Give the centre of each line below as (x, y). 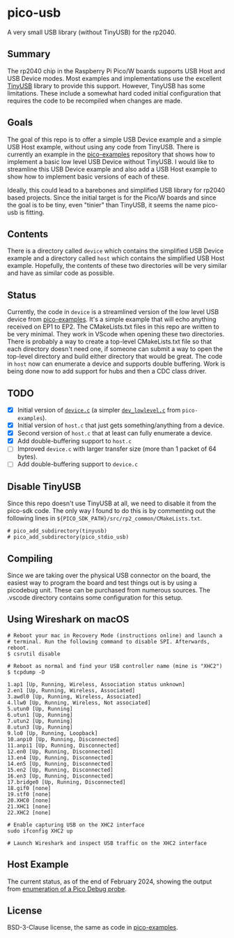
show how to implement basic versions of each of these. (88, 177)
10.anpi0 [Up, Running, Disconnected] (63, 739)
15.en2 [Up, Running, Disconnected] (60, 770)
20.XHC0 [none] (29, 801)
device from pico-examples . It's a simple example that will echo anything (112, 320)
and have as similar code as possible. (61, 273)
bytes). (28, 457)
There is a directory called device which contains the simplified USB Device (116, 251)
